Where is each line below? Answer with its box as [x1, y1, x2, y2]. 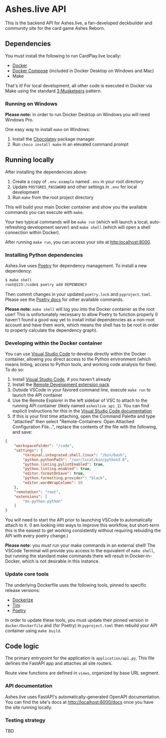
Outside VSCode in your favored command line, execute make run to [12, 387, 151, 393]
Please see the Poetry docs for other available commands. [5, 296, 124, 302]
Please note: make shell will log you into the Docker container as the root [5, 306, 155, 312]
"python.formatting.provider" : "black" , [23, 476, 107, 481]
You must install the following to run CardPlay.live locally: [5, 53, 121, 59]
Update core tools [5, 571, 49, 578]
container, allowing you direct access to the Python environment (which [5, 356, 151, 362]
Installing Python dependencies [5, 251, 83, 258]
